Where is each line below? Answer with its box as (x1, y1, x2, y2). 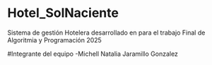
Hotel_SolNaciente (7, 5, 119, 21)
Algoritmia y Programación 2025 (7, 35, 102, 44)
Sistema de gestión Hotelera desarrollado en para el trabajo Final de (7, 28, 206, 37)
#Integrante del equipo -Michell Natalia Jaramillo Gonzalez (7, 49, 179, 58)
